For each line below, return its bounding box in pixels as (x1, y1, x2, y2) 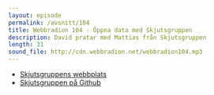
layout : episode (8, 11, 62, 20)
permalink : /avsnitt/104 (8, 19, 90, 27)
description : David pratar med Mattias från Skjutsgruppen (8, 33, 207, 42)
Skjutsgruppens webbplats (19, 70, 107, 79)
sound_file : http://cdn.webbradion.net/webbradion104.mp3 (8, 48, 203, 56)
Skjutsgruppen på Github (19, 78, 101, 87)
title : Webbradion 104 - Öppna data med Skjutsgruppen (8, 26, 193, 34)
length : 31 (8, 41, 44, 49)
